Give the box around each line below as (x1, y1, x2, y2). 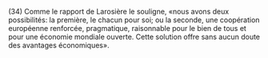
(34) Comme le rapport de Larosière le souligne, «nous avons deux (8, 7, 230, 16)
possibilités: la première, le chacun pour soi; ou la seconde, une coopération (8, 15, 260, 25)
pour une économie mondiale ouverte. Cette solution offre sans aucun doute (8, 32, 261, 41)
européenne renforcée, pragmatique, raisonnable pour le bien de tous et (8, 24, 246, 33)
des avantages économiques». (8, 41, 110, 50)
